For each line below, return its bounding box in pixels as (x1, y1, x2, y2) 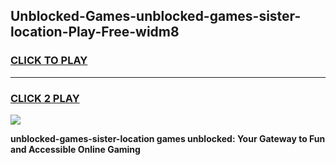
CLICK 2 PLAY (10, 91, 80, 105)
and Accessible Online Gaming (10, 143, 141, 155)
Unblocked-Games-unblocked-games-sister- (10, 8, 302, 25)
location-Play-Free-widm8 (10, 24, 180, 41)
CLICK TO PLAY (10, 54, 88, 68)
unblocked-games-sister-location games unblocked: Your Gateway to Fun (10, 132, 326, 144)
